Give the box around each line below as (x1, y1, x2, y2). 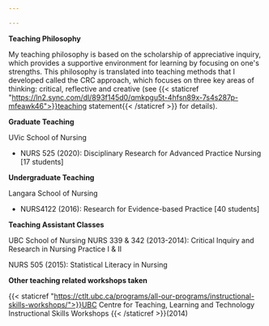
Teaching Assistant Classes (8, 220, 105, 229)
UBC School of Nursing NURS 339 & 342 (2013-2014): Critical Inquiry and (8, 235, 254, 245)
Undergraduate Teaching (8, 172, 95, 182)
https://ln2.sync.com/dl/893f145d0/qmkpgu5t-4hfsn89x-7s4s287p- (11, 92, 239, 102)
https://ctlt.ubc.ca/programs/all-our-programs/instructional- (53, 291, 255, 301)
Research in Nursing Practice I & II (8, 244, 122, 254)
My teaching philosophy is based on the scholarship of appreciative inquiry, (8, 49, 262, 59)
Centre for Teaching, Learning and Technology (98, 299, 255, 309)
